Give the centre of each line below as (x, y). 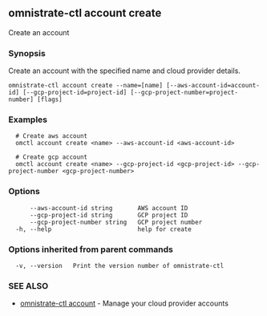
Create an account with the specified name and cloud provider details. (124, 71)
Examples (28, 120)
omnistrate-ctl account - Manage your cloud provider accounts (124, 303)
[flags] (50, 99)
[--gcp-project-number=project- (184, 93)
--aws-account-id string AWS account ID (109, 208)
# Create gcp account (52, 157)
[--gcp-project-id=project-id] (75, 93)
